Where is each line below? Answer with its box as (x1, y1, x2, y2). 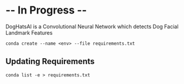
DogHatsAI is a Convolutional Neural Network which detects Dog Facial (5, 23, 179, 30)
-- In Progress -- (5, 4, 87, 17)
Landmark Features (5, 29, 53, 36)
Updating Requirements (5, 56, 95, 66)
